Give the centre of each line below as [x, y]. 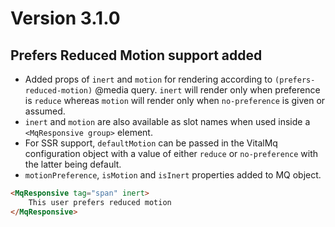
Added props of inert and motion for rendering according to [148, 79]
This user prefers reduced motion [100, 202]
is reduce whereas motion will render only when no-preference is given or [175, 100]
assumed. [45, 111]
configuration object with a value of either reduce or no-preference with [171, 153]
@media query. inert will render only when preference [207, 90]
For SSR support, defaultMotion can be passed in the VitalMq [151, 143]
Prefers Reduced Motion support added [136, 55]
